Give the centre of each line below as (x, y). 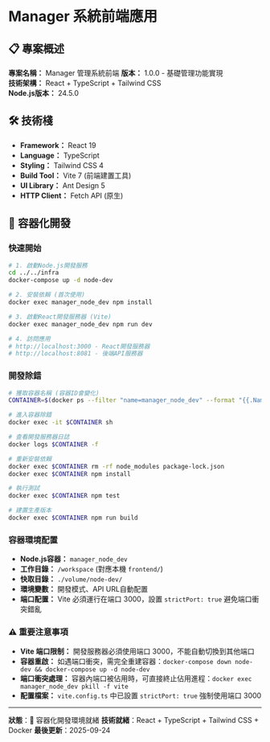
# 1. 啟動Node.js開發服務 (48, 265)
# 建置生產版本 (30, 510)
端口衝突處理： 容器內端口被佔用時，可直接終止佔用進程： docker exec (136, 678)
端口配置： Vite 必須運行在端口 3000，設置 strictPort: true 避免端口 (136, 599)
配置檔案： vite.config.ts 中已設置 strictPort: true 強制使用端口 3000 (141, 695)
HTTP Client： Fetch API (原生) (72, 195)
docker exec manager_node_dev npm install (80, 302)
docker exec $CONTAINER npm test (64, 496)
